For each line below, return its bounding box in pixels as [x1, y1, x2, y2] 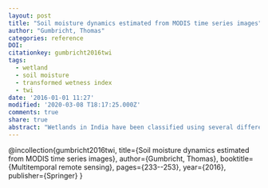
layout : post [8, 11, 52, 20]
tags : [8, 57, 26, 65]
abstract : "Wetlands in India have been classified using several [8, 123, 234, 131]
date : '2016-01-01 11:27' [8, 94, 94, 102]
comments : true [8, 109, 59, 117]
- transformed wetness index [15, 78, 112, 86]
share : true [8, 116, 48, 124]
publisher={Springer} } [8, 170, 84, 180]
